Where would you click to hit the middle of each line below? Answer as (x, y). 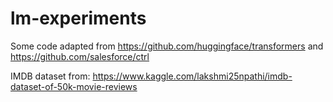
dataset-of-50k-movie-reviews (74, 86)
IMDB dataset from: (50, 76)
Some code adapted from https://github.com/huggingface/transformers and (167, 46)
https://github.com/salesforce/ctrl (80, 56)
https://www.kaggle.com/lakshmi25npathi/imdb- (192, 76)
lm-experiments (78, 18)
